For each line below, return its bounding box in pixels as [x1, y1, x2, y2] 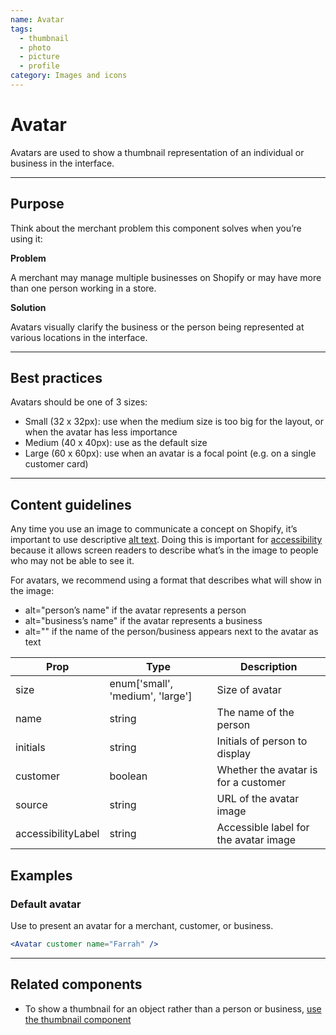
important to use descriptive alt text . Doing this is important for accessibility [10, 534, 323, 546]
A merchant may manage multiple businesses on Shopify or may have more [10, 271, 322, 283]
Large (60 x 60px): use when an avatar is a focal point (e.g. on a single [24, 447, 317, 460]
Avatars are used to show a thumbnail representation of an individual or [10, 146, 305, 158]
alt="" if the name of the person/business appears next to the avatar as [24, 626, 319, 638]
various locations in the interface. [10, 331, 148, 343]
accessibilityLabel [15, 827, 100, 841]
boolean [109, 769, 148, 783]
